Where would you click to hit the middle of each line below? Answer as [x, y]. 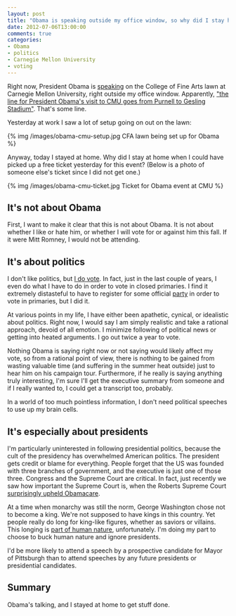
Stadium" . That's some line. [47, 108]
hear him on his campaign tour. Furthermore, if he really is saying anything [115, 373]
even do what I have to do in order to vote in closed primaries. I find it [108, 287]
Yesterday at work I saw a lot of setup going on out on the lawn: [99, 122]
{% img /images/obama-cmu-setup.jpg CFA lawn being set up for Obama [113, 136]
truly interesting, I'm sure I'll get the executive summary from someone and [116, 381]
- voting [20, 66]
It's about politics [46, 262]
